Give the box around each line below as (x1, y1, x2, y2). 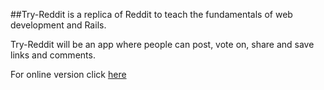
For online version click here (10, 69, 127, 80)
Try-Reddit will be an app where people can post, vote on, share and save (10, 39, 315, 50)
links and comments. (10, 49, 96, 61)
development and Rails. (10, 19, 107, 31)
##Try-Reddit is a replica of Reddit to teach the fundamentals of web (10, 9, 293, 20)
